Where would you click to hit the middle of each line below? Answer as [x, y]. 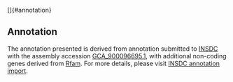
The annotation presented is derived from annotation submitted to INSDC [113, 49]
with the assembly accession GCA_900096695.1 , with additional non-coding [117, 56]
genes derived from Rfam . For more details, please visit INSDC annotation [114, 63]
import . [17, 71]
